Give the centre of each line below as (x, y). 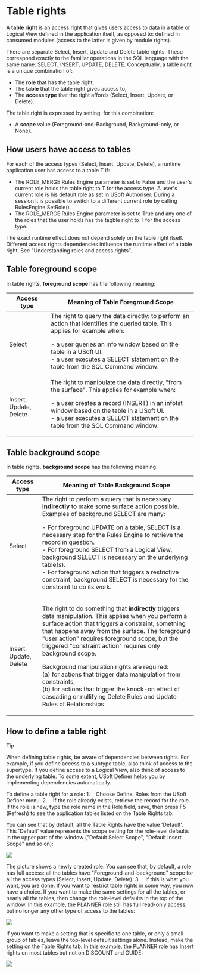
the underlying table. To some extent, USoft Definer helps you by (86, 776)
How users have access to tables (68, 149)
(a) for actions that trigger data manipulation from (111, 674)
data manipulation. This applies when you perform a (115, 616)
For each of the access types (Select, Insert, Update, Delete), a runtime (94, 164)
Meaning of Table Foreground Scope (121, 302)
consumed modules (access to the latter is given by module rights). (89, 40)
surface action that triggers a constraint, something (114, 623)
